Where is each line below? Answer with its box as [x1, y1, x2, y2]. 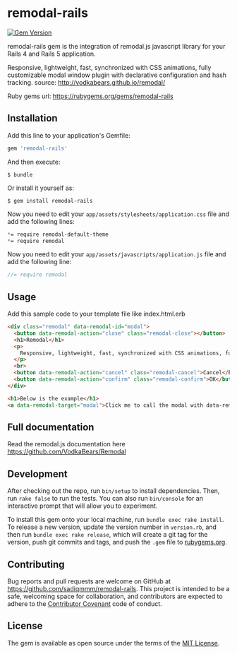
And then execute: [7, 157, 61, 166]
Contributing [7, 558, 65, 570]
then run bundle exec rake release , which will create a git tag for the [7, 530, 208, 539]
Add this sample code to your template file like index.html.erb [7, 309, 186, 319]
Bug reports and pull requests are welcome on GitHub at [7, 577, 171, 585]
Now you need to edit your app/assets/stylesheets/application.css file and [7, 210, 230, 218]
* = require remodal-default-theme [7, 231, 109, 238]
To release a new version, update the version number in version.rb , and [7, 523, 217, 531]
